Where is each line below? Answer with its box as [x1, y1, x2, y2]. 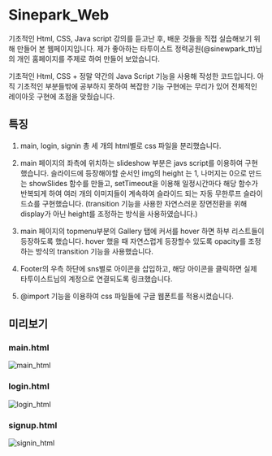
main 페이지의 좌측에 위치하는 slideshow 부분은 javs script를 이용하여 [19, 158, 244, 167]
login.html [8, 380, 50, 392]
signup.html [8, 419, 58, 431]
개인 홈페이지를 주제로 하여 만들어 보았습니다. [16, 54, 161, 63]
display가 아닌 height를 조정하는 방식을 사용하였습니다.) [19, 209, 198, 219]
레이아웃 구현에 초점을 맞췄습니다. [8, 91, 115, 101]
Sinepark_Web [8, 6, 110, 24]
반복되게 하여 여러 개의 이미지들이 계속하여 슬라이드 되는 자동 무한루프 [19, 189, 242, 198]
